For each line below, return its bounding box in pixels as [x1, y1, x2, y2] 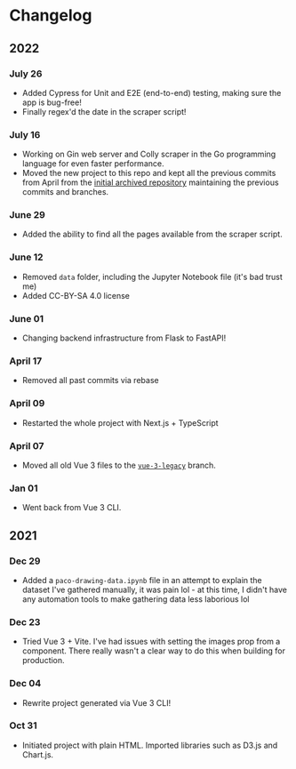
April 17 [9, 355, 43, 367]
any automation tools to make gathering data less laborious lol [21, 593, 250, 605]
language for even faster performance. [21, 158, 164, 169]
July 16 [9, 128, 41, 140]
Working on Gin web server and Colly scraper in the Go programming [21, 148, 276, 160]
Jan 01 [9, 482, 38, 494]
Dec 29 [9, 555, 41, 567]
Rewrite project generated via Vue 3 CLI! [21, 697, 172, 708]
